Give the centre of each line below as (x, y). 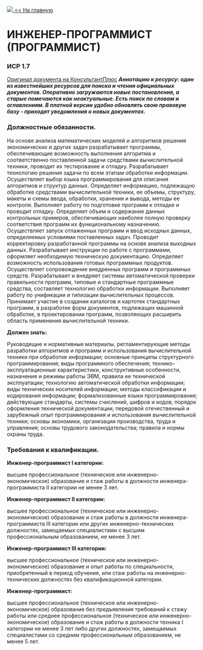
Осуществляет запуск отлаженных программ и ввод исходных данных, (99, 231)
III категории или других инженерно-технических (110, 524)
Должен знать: (27, 332)
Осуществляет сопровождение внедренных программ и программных (99, 269)
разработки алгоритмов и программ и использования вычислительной (99, 350)
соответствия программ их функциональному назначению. (84, 224)
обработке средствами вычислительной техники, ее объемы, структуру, (101, 192)
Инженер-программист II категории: (56, 499)
